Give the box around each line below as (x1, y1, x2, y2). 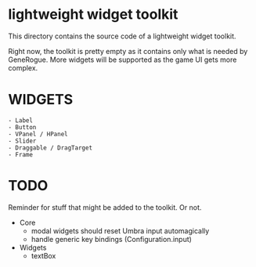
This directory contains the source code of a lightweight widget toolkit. (8, 31, 236, 41)
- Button (8, 123, 37, 131)
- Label (8, 116, 34, 124)
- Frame (8, 150, 34, 158)
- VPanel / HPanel (8, 130, 68, 138)
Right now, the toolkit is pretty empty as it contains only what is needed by (8, 46, 248, 56)
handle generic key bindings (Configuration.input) (31, 234, 192, 244)
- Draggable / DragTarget (8, 143, 92, 152)
